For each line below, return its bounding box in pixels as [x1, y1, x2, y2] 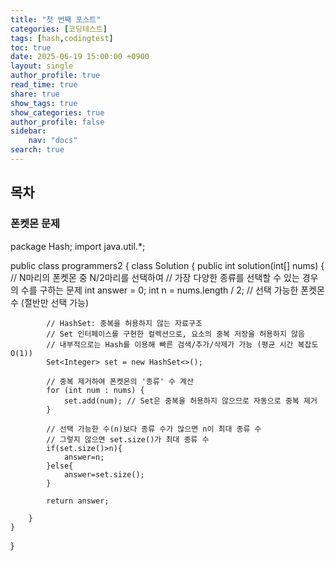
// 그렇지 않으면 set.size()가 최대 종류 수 [46, 434, 210, 445]
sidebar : [10, 126, 47, 136]
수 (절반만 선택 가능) [10, 296, 90, 308]
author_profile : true [10, 71, 101, 81]
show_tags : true [10, 98, 78, 108]
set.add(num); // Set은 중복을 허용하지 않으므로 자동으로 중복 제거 [63, 396, 318, 406]
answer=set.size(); [63, 469, 145, 480]
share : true [10, 89, 60, 99]
